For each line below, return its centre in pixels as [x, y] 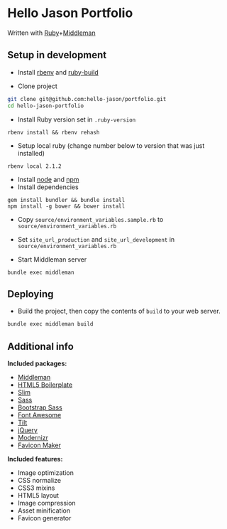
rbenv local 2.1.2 [34, 166]
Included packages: [37, 363]
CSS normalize [39, 480]
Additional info [41, 346]
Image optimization [46, 473]
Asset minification [44, 511]
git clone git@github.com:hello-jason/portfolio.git [87, 99]
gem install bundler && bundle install [66, 200]
